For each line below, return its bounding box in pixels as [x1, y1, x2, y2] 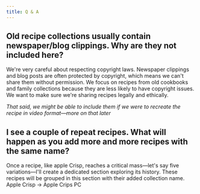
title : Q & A [6, 8, 39, 15]
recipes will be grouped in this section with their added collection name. [6, 175, 185, 182]
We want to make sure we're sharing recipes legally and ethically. [6, 92, 169, 99]
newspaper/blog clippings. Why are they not [6, 40, 177, 51]
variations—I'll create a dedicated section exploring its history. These [6, 168, 178, 175]
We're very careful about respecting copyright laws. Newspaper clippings [6, 66, 190, 73]
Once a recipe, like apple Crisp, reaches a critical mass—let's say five [6, 162, 180, 169]
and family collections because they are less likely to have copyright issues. [6, 85, 195, 92]
